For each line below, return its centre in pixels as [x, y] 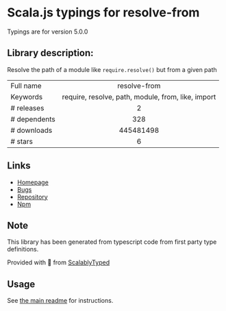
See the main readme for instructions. [60, 301]
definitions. [23, 249]
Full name [26, 86]
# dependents [33, 119]
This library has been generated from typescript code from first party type [112, 242]
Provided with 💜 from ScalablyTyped [59, 262]
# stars [22, 141]
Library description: [50, 53]
